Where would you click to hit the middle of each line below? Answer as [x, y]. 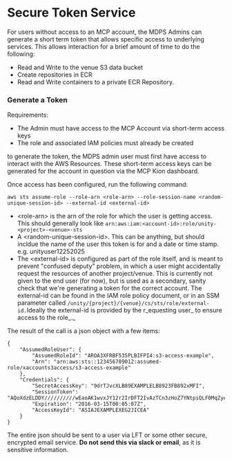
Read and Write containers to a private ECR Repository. [96, 82]
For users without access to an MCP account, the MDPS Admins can [105, 32]
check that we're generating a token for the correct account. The [109, 288]
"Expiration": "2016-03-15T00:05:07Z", [89, 404]
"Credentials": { [45, 380]
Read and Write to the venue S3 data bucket [80, 67]
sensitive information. [38, 450]
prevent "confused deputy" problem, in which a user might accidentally [119, 266]
